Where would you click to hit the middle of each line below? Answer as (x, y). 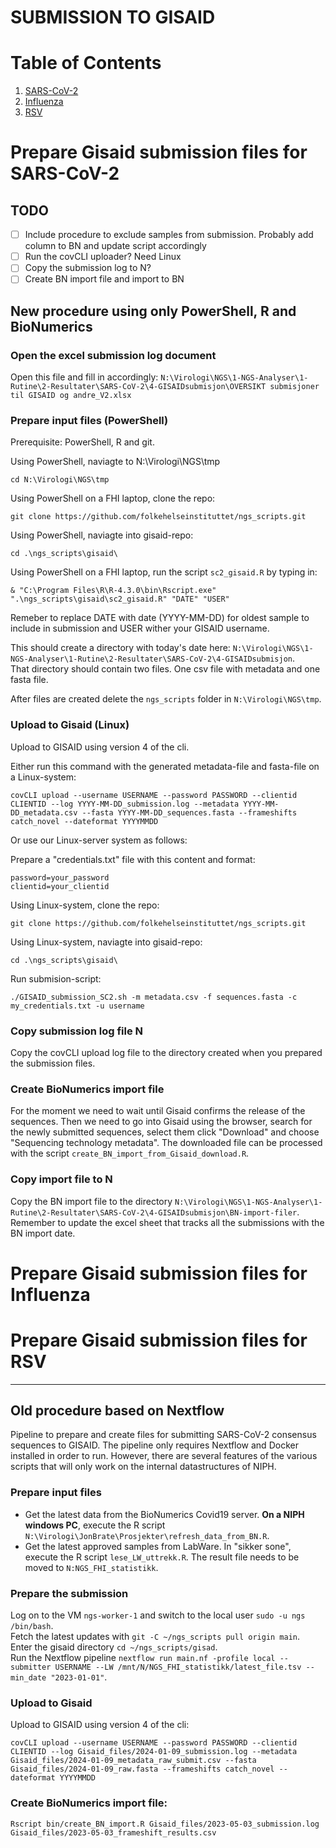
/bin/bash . (32, 1626)
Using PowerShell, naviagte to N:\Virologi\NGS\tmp (115, 462)
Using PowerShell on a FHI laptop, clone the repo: (113, 498)
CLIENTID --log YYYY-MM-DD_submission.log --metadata (125, 804)
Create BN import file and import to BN (104, 279)
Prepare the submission (69, 1593)
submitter (31, 1667)
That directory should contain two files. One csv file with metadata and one (165, 669)
